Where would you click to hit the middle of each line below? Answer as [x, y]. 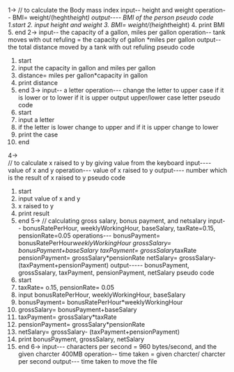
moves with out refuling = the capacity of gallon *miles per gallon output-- [115, 40]
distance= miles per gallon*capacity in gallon [83, 75]
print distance [38, 83]
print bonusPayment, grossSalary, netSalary [81, 339]
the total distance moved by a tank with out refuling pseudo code [101, 47]
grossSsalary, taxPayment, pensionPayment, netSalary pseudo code [116, 272]
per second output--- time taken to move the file [87, 361]
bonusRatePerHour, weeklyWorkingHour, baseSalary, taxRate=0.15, [119, 228]
